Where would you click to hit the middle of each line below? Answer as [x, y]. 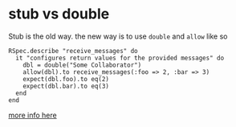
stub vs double [59, 14]
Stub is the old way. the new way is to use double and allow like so [118, 36]
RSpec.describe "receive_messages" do [73, 51]
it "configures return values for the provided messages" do [120, 58]
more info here [33, 115]
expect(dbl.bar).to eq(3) [66, 86]
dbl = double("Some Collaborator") [82, 65]
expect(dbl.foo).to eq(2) [66, 79]
